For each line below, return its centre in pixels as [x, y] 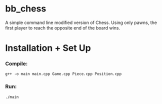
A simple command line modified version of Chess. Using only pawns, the [81, 22]
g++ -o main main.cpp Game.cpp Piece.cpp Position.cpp [63, 74]
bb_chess [26, 9]
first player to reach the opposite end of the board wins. [63, 27]
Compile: [16, 64]
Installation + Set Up [48, 48]
